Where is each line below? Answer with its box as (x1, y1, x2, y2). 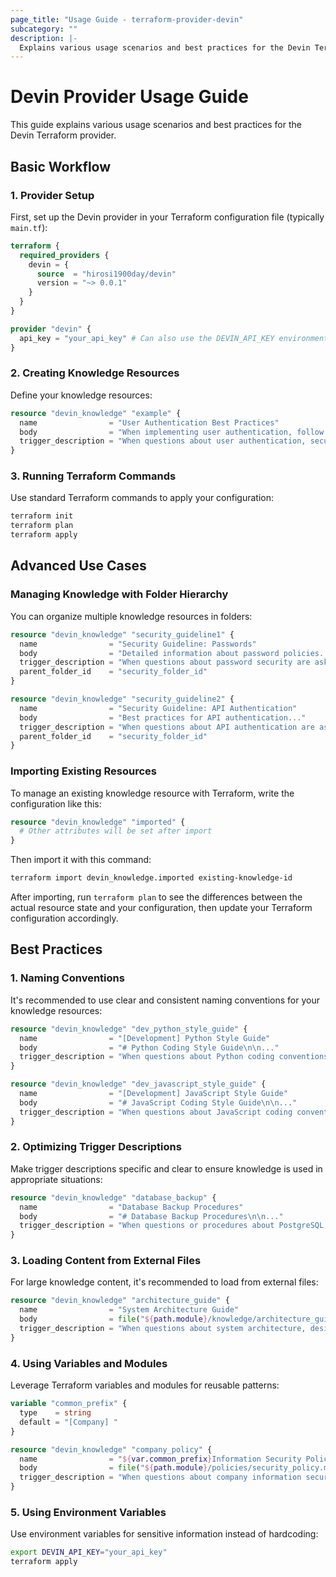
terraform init (10, 511, 74, 521)
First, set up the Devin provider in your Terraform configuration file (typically (10, 211, 325, 223)
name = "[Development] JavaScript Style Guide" (19, 1089, 288, 1099)
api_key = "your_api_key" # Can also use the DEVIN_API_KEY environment (19, 333, 329, 343)
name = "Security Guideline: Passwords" (19, 639, 257, 649)
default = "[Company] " (19, 1417, 118, 1427)
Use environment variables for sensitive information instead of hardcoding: (10, 1528, 319, 1540)
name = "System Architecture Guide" (19, 1305, 240, 1315)
